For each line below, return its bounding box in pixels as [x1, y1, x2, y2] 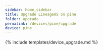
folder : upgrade [5, 16, 39, 21]
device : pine [5, 26, 32, 31]
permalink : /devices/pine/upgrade [5, 21, 77, 26]
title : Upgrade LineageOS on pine [5, 12, 77, 17]
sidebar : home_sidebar [5, 7, 52, 12]
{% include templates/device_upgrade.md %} [5, 39, 98, 45]
